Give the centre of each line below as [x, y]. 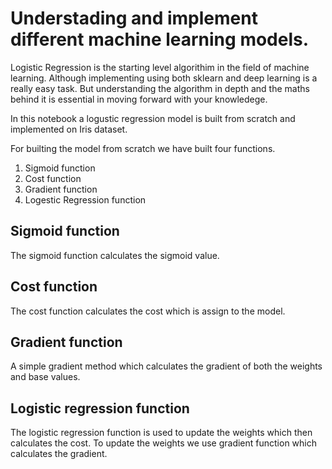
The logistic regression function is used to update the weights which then [161, 433]
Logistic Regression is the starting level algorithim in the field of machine [160, 67]
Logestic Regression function [85, 199]
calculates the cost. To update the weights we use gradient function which [163, 443]
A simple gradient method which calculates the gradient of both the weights [166, 366]
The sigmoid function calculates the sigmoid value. [115, 255]
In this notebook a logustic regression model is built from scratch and [153, 118]
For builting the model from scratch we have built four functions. [143, 148]
